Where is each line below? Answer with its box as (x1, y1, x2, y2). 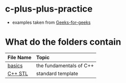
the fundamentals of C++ (36, 62, 94, 69)
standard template (36, 70, 78, 77)
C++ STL (7, 70, 28, 77)
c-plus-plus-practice (5, 3, 93, 15)
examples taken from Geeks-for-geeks (12, 19, 91, 25)
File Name (7, 54, 32, 61)
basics (7, 62, 23, 69)
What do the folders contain (5, 36, 122, 48)
